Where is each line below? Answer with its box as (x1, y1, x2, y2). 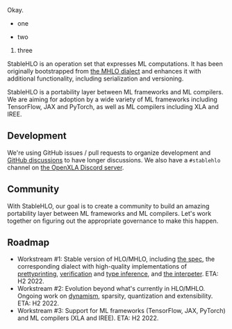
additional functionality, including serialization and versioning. (7, 74, 184, 83)
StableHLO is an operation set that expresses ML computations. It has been (7, 60, 224, 68)
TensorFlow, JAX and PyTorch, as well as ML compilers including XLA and (7, 103, 219, 110)
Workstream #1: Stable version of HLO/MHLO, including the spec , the (17, 255, 215, 263)
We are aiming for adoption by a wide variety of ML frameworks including (7, 95, 217, 103)
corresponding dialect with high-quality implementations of (17, 262, 188, 271)
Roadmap (7, 237, 50, 248)
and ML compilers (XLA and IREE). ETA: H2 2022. (17, 314, 159, 322)
